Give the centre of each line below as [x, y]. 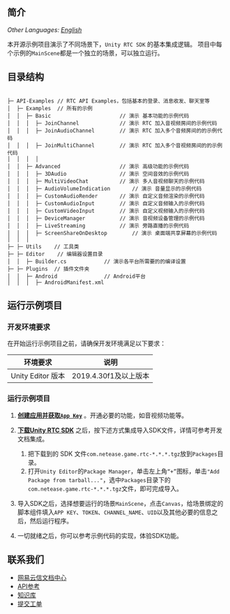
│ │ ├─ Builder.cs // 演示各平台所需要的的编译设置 [97, 261]
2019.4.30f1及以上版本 [111, 376]
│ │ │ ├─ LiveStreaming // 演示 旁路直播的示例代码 [98, 225]
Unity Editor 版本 [38, 376]
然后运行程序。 [51, 521]
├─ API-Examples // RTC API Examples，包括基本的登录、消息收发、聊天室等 [109, 101]
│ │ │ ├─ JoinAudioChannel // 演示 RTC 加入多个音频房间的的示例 [112, 130]
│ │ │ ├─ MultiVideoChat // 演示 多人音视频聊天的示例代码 [106, 181]
